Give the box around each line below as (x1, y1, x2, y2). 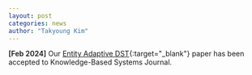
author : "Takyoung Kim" (8, 27, 89, 35)
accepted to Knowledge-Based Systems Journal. (8, 57, 173, 67)
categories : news (8, 19, 67, 27)
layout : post (8, 11, 53, 20)
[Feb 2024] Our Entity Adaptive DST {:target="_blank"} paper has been (8, 49, 245, 59)
